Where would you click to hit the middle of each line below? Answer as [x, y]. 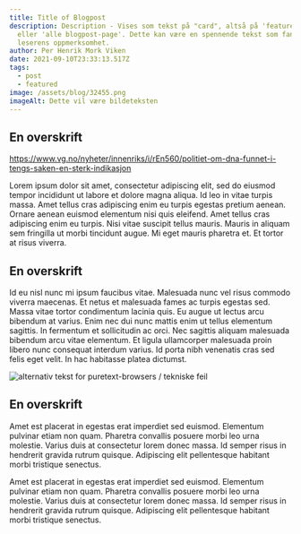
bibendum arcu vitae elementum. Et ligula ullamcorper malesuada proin [141, 340]
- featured [38, 84]
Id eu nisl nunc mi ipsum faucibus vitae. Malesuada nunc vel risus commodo [150, 293]
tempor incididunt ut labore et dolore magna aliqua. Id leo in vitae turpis [141, 195]
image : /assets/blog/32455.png [68, 92]
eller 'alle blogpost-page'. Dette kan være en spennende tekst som [148, 34]
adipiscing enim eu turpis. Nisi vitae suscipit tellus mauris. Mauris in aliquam [150, 224]
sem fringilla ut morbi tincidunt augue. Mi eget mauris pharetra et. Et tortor [146, 233]
